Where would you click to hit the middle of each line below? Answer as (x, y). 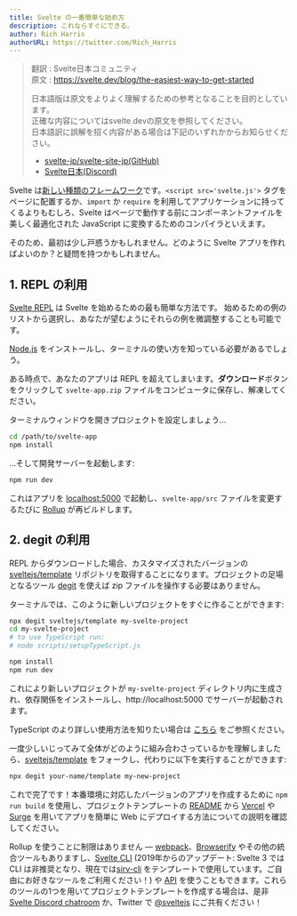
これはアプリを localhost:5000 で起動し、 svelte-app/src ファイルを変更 (142, 498)
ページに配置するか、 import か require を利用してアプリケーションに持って (147, 202)
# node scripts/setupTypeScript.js (75, 646)
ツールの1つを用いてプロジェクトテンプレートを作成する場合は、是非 (143, 891)
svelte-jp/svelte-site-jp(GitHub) (102, 161)
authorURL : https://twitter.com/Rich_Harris (93, 42)
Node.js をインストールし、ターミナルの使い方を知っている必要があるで (141, 349)
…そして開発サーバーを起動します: (72, 462)
